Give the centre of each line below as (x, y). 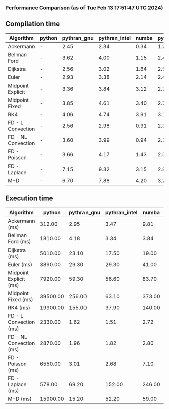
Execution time (29, 198)
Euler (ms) (20, 264)
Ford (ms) (19, 241)
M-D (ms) (20, 399)
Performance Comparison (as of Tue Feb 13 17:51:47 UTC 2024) (84, 8)
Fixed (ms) (21, 299)
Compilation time (33, 24)
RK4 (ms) (19, 307)
